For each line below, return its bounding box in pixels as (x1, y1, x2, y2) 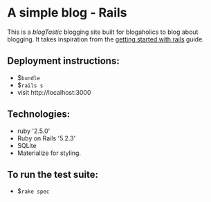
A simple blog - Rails (7, 5, 127, 21)
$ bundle (17, 73, 40, 82)
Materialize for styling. (17, 149, 82, 157)
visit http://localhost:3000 (17, 88, 91, 96)
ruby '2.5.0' (17, 127, 51, 135)
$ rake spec (17, 187, 50, 195)
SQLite (17, 141, 37, 149)
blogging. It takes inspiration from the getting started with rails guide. (7, 35, 204, 43)
